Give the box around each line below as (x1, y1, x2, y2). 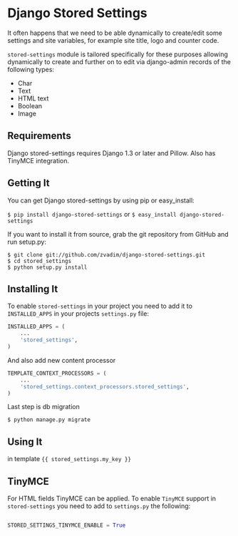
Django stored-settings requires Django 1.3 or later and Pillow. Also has (7, 148, 216, 158)
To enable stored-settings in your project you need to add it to (7, 301, 192, 311)
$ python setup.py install (7, 264, 88, 271)
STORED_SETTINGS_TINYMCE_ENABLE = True (7, 522, 126, 529)
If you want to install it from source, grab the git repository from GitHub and (7, 230, 229, 238)
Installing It (7, 283, 58, 295)
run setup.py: (7, 237, 46, 246)
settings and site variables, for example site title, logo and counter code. (7, 36, 219, 44)
